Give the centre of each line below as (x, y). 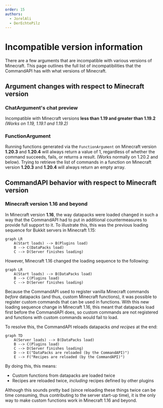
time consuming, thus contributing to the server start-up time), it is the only (80, 395)
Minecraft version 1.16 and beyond (46, 204)
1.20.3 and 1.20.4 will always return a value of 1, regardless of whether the (80, 152)
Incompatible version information (74, 47)
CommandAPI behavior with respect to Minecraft (81, 183)
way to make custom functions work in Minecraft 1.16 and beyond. (71, 400)
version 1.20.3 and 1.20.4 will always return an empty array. (65, 167)
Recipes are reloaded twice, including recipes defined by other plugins (83, 380)
